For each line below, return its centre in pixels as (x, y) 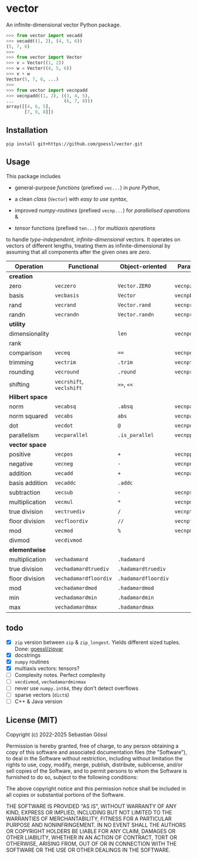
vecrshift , (69, 381)
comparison (26, 353)
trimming (21, 362)
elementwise (28, 550)
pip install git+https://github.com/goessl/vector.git (74, 144)
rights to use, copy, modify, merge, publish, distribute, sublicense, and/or (94, 764)
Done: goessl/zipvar (39, 649)
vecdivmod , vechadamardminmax (50, 682)
